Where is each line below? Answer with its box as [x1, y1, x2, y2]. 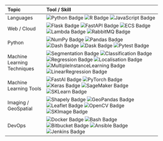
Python [7, 39, 24, 46]
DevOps [7, 122, 26, 129]
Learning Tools [7, 85, 42, 92]
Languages [7, 15, 33, 21]
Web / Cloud [7, 25, 36, 32]
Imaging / [7, 99, 29, 106]
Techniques [7, 65, 34, 72]
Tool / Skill [46, 6, 71, 13]
